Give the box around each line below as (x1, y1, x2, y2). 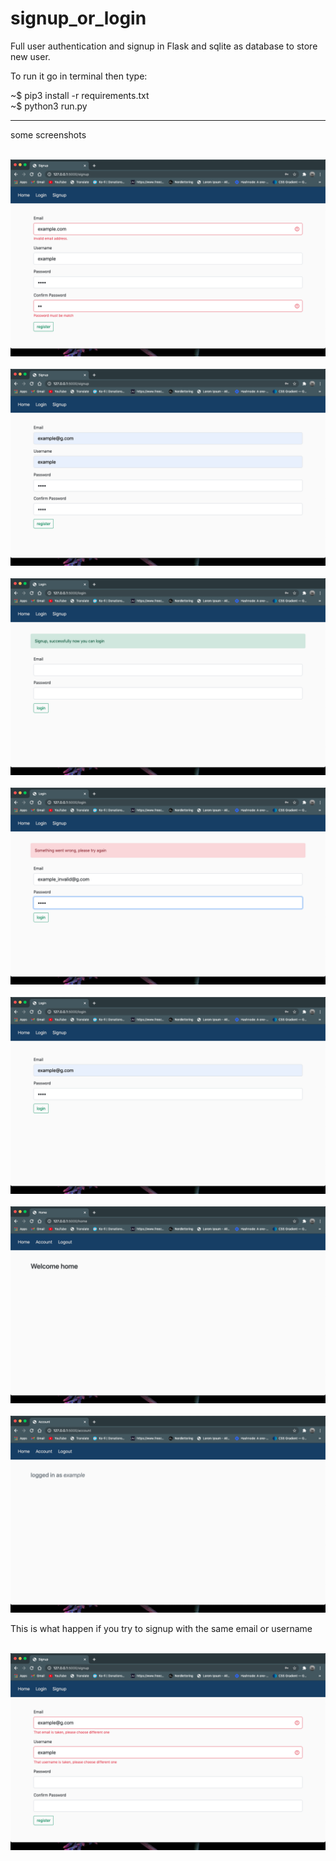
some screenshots (10, 128, 87, 141)
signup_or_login (10, 7, 147, 30)
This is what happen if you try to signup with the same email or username (10, 1622, 313, 1634)
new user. (10, 50, 51, 62)
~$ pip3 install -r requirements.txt (10, 89, 150, 101)
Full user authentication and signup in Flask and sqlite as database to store (10, 40, 318, 52)
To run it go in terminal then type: (10, 70, 148, 82)
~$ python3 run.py (10, 100, 88, 112)
